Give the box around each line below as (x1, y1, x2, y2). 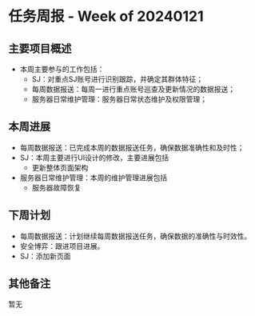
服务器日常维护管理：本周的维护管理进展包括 (19, 173, 168, 182)
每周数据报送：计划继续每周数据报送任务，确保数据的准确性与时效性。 (19, 231, 252, 241)
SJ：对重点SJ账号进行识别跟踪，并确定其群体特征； (31, 74, 204, 84)
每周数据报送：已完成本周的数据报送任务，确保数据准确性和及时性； (19, 142, 245, 152)
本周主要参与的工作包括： (19, 65, 105, 74)
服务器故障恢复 (31, 182, 82, 192)
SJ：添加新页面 (19, 251, 71, 261)
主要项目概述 (8, 42, 72, 55)
